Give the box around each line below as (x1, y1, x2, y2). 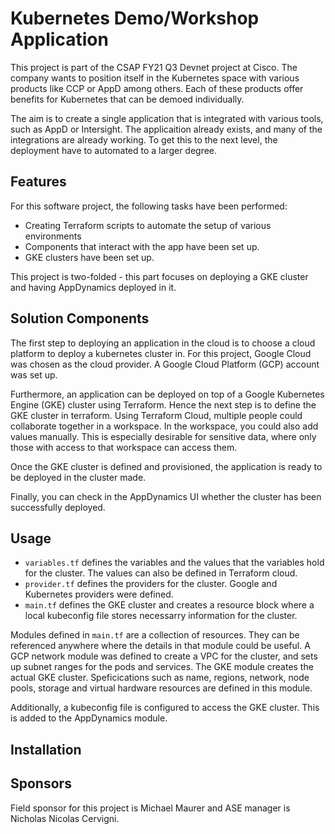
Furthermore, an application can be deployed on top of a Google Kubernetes (10, 388, 325, 400)
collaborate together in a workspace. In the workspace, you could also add (10, 420, 319, 432)
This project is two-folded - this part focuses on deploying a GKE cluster (10, 270, 309, 282)
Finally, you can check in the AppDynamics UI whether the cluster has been (10, 490, 322, 502)
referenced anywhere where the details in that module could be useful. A (10, 640, 311, 652)
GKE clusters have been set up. (24, 251, 155, 263)
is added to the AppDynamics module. (10, 712, 168, 724)
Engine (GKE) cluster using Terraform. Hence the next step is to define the (10, 398, 317, 411)
